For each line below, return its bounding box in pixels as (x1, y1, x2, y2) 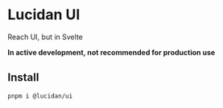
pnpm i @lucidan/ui (7, 92, 73, 100)
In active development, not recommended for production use (7, 47, 216, 57)
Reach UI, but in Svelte (7, 32, 84, 42)
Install (7, 70, 39, 85)
